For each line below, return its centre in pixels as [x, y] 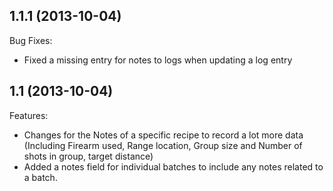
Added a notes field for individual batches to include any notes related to [173, 166]
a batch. [40, 177]
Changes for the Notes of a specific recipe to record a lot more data [163, 135]
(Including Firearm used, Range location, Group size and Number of [163, 145]
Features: [29, 115]
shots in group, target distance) [88, 156]
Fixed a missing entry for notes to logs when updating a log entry [158, 60]
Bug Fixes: [31, 40]
